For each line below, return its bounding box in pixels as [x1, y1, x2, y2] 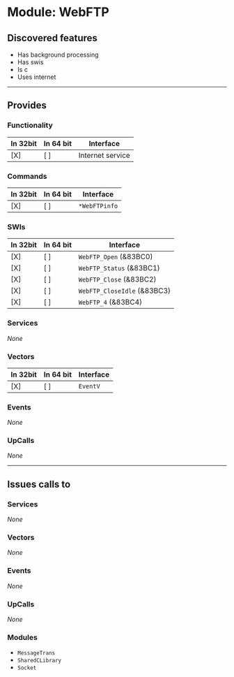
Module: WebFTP [7, 4, 109, 20]
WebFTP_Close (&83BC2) [78, 275, 157, 284]
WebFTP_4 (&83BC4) [78, 298, 143, 307]
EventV [78, 382, 100, 390]
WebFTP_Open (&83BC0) [78, 252, 153, 262]
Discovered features [7, 32, 97, 44]
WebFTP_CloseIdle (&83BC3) [78, 286, 171, 296]
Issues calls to [7, 478, 71, 490]
